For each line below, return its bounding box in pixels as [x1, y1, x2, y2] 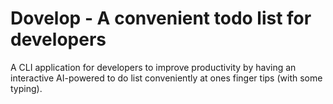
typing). [10, 82, 43, 94]
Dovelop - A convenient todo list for [10, 7, 312, 30]
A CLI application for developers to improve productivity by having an [10, 61, 297, 73]
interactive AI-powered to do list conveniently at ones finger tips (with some [10, 72, 323, 84]
